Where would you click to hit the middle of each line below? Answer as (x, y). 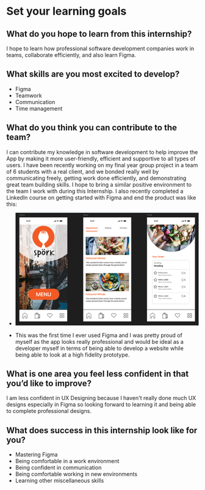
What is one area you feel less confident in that (98, 373)
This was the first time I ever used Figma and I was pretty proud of (99, 335)
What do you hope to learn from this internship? (99, 34)
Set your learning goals (67, 11)
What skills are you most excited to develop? (93, 74)
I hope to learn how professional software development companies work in (100, 48)
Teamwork (28, 95)
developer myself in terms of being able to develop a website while (99, 348)
